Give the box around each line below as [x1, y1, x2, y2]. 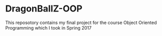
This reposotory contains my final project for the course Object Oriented [5, 19, 157, 25]
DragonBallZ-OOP [5, 3, 83, 14]
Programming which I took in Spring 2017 [5, 24, 92, 30]
